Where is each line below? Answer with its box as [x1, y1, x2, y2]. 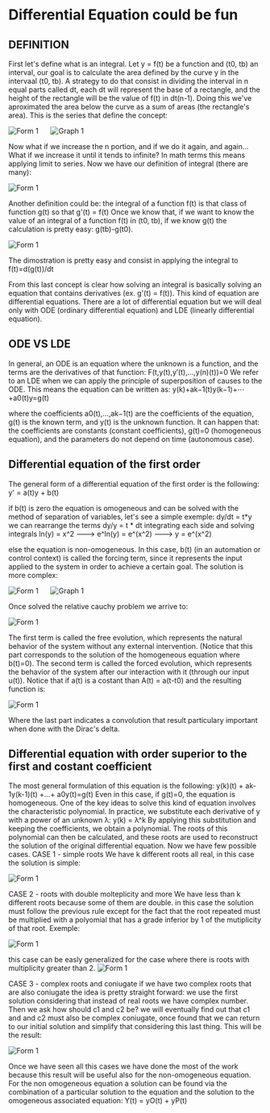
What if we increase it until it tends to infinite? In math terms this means [8, 151, 246, 160]
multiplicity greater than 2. [8, 963, 96, 973]
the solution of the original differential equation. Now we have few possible [8, 841, 257, 851]
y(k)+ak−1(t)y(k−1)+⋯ [172, 384, 245, 394]
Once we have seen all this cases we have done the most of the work [8, 1061, 239, 1071]
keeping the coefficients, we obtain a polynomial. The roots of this [8, 824, 228, 833]
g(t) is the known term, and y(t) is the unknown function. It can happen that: [8, 417, 260, 426]
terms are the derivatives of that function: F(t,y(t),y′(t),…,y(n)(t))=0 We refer [8, 367, 260, 376]
